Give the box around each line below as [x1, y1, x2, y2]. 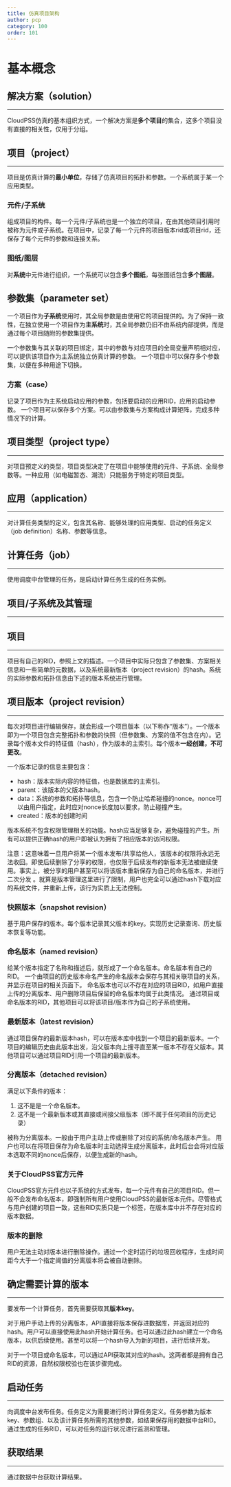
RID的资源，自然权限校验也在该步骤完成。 [7, 1359, 126, 1368]
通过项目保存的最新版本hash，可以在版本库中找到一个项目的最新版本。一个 [7, 1034, 220, 1042]
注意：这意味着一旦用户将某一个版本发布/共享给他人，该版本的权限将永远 [7, 849, 214, 857]
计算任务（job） [7, 549, 76, 561]
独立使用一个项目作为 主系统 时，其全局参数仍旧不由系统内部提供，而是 [25, 320, 224, 329]
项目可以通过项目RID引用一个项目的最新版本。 [12, 1051, 144, 1059]
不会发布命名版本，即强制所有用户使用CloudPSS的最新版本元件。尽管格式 [12, 1195, 222, 1203]
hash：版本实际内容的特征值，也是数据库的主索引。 [16, 777, 164, 785]
